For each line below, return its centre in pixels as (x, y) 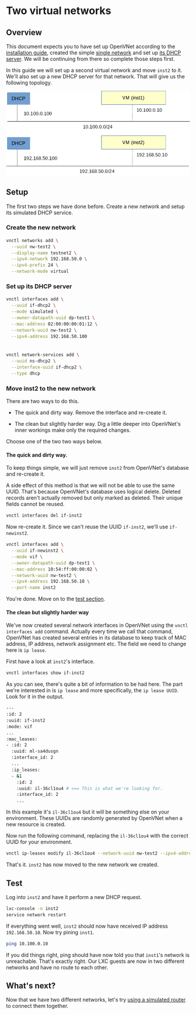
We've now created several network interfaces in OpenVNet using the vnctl (97, 626)
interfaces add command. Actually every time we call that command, (90, 631)
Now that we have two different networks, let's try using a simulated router (96, 1000)
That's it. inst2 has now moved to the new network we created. (82, 864)
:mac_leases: (22, 739)
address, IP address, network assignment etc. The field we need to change (96, 644)
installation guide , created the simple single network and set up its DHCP (94, 53)
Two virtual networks (59, 11)
